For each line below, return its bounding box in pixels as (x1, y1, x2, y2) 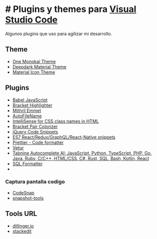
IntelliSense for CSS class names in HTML (12, 118, 99, 124)
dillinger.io (12, 222, 34, 228)
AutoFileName (12, 112, 42, 118)
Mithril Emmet (12, 107, 41, 113)
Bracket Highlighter (12, 102, 52, 108)
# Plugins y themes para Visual (5, 3, 136, 15)
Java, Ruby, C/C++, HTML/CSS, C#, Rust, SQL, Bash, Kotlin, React (12, 155, 149, 161)
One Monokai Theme (12, 58, 56, 64)
